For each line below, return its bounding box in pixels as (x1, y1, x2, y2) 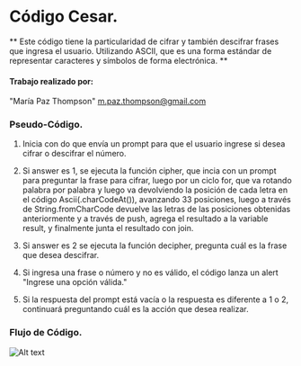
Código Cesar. (9, 6, 119, 27)
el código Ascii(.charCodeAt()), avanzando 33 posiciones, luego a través (22, 194, 292, 205)
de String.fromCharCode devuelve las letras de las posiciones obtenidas (22, 204, 291, 215)
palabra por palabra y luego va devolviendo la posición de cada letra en (22, 184, 288, 195)
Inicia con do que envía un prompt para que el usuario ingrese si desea (22, 138, 286, 149)
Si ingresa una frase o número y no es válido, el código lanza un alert (22, 267, 279, 278)
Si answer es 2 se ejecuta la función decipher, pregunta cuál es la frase (22, 240, 288, 251)
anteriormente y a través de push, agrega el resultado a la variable (22, 213, 269, 224)
